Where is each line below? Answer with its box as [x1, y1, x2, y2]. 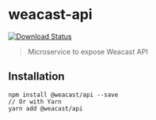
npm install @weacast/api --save [8, 91, 119, 99]
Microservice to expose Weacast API [27, 47, 148, 56]
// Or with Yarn [8, 97, 62, 106]
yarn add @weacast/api [8, 104, 83, 112]
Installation [8, 69, 65, 84]
